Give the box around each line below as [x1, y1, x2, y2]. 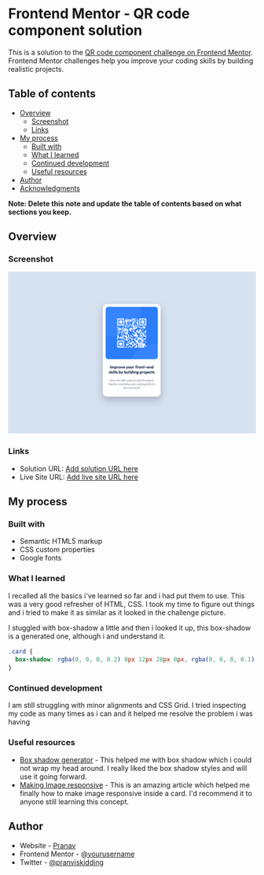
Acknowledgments [19, 183, 81, 193]
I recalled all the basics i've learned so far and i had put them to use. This [8, 590, 245, 600]
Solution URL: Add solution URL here [19, 464, 139, 473]
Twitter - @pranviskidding [19, 857, 104, 867]
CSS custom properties [19, 545, 96, 554]
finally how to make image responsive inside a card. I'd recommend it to [19, 788, 253, 798]
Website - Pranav [19, 840, 76, 850]
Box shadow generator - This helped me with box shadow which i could [19, 754, 252, 765]
